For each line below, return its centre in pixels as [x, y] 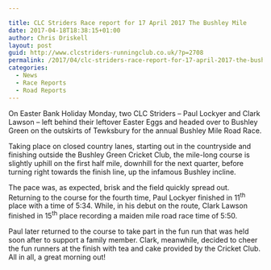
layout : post [30, 45]
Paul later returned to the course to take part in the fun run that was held [129, 231]
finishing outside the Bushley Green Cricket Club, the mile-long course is [129, 155]
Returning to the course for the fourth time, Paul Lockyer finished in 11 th [127, 197]
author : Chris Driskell [48, 38]
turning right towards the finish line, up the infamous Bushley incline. [122, 172]
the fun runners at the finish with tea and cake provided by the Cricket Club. [134, 248]
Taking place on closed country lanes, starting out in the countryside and [130, 146]
